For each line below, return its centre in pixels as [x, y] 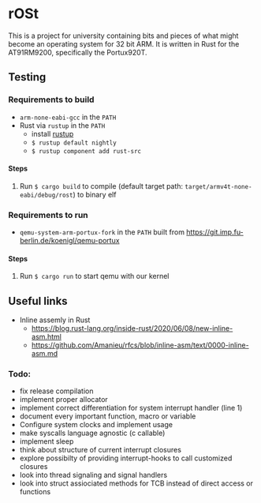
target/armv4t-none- [218, 186]
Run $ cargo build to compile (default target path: [101, 186]
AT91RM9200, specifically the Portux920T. [78, 52]
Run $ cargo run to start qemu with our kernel [94, 276]
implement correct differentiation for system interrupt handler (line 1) [131, 408]
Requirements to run [48, 215]
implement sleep [47, 441]
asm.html [46, 337]
